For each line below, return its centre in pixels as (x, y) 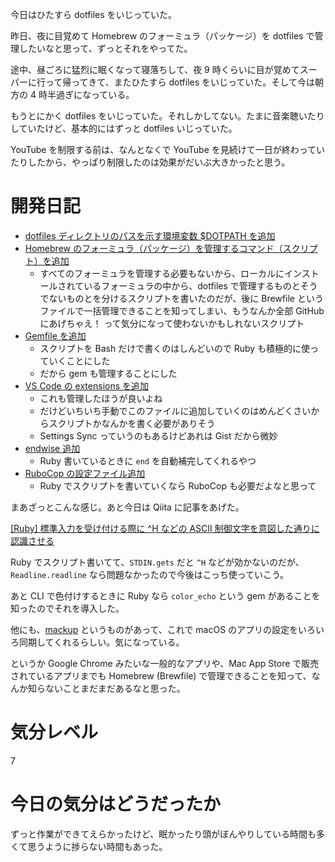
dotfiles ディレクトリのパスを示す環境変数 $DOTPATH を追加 (150, 235)
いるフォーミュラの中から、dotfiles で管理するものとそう (200, 285)
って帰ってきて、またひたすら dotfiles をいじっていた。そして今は (179, 82)
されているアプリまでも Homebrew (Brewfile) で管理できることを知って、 (161, 675)
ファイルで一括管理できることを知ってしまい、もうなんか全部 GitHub (182, 310)
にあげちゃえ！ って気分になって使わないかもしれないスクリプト (172, 323)
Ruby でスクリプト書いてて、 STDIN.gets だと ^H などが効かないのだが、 (157, 562)
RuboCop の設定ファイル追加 (85, 473)
